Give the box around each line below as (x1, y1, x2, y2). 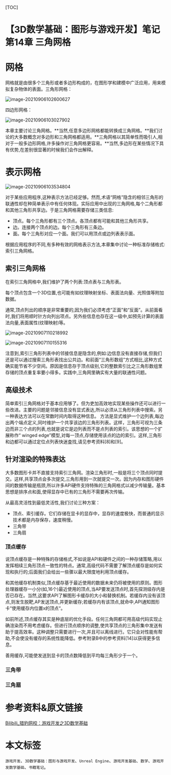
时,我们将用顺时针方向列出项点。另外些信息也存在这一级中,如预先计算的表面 (5, 313, 164, 319)
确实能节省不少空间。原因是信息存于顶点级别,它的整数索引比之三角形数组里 (5, 362, 163, 369)
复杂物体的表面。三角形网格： (9, 86, 72, 92)
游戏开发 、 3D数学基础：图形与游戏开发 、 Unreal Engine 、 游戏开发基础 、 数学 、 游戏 (5, 758, 160, 764)
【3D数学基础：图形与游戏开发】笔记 (5, 24, 160, 35)
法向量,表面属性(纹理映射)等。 (5, 319, 68, 326)
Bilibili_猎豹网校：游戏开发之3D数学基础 (5, 720, 88, 726)
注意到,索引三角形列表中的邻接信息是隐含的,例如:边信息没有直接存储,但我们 (5, 350, 162, 356)
